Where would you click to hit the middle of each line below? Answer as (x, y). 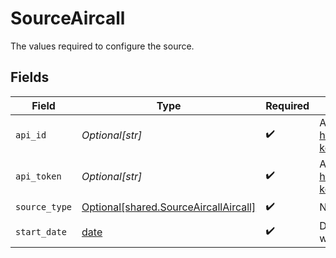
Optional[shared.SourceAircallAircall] (169, 207)
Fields (30, 77)
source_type (44, 207)
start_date (41, 231)
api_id (31, 135)
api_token (38, 176)
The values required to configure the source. (102, 46)
